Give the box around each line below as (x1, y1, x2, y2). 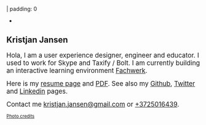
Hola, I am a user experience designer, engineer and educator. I (6, 51, 199, 59)
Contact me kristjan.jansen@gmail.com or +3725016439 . (6, 100, 180, 108)
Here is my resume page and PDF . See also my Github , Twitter (6, 79, 196, 88)
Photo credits (6, 113, 35, 119)
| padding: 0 (6, 6, 38, 12)
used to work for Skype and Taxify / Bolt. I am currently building (6, 58, 200, 67)
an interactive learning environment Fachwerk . (6, 66, 148, 75)
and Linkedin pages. (6, 87, 68, 96)
